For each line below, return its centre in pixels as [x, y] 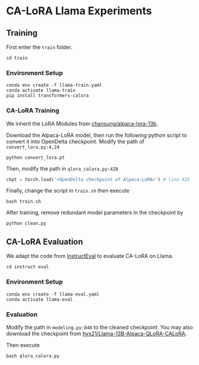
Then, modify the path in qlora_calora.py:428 [62, 168]
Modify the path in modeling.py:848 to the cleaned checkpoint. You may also [99, 327]
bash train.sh [24, 202]
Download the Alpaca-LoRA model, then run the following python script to [97, 135]
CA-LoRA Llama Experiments [79, 11]
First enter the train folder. [39, 47]
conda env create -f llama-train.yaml [54, 85]
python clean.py [26, 224]
